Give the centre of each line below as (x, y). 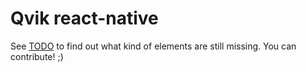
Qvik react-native (84, 18)
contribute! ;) (37, 56)
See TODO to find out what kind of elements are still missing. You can (153, 46)
